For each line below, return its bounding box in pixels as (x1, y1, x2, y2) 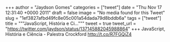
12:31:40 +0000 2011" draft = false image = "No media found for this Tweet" (5, 10, 165, 16)
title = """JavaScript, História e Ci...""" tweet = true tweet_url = (5, 20, 136, 26)
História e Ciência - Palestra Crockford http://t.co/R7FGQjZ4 (5, 31, 132, 37)
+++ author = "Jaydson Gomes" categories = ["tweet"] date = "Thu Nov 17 (5, 5, 162, 10)
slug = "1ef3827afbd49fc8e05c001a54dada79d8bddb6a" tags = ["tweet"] (5, 15, 162, 21)
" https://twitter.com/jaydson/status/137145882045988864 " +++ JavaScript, (5, 26, 165, 32)
